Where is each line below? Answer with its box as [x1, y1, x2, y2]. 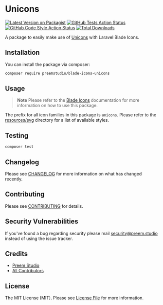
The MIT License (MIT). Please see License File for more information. [5, 295, 144, 301]
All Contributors [12, 268, 44, 274]
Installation [5, 48, 40, 57]
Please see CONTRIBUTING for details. [5, 203, 84, 209]
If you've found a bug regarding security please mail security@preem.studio [5, 230, 158, 236]
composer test [5, 144, 34, 150]
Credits [5, 249, 28, 258]
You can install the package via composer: [5, 61, 90, 67]
